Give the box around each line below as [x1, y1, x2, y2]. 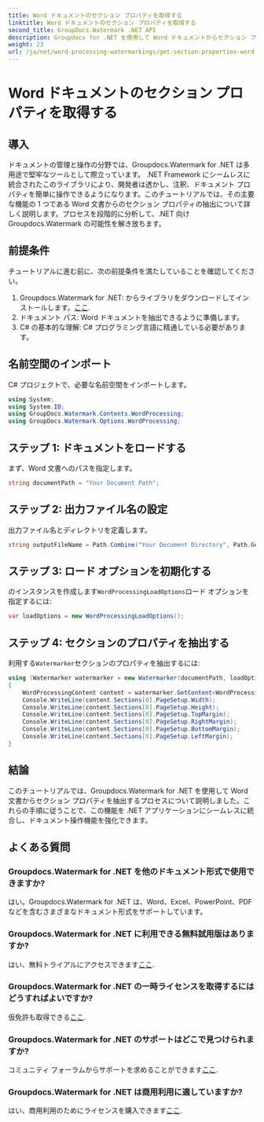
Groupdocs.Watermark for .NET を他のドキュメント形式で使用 [8, 866, 247, 877]
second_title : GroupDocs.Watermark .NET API [8, 26, 156, 34]
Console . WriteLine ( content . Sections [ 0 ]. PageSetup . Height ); [22, 703, 220, 711]
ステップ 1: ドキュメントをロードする [8, 441, 187, 454]
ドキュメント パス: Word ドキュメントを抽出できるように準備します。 [19, 312, 244, 322]
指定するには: [8, 596, 53, 606]
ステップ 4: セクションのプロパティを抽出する [8, 636, 229, 649]
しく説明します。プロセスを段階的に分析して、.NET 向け [8, 209, 190, 218]
